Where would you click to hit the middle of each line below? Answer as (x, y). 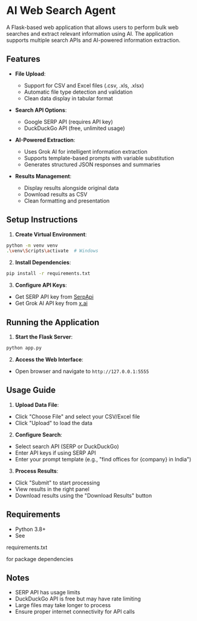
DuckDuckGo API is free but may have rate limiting (78, 599)
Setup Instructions (42, 220)
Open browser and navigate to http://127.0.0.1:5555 (82, 371)
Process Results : (37, 471)
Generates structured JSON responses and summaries (92, 164)
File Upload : (30, 74)
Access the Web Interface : (49, 359)
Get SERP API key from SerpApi (54, 297)
